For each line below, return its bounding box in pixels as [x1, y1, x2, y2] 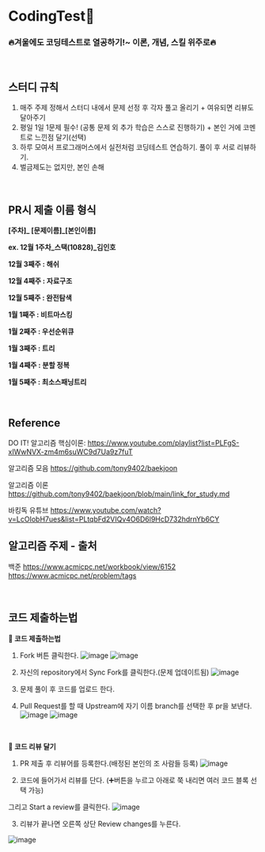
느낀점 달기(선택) [34, 132, 87, 142]
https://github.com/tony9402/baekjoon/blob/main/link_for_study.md [8, 489, 230, 499]
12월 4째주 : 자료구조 [8, 277, 73, 286]
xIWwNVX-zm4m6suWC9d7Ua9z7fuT [8, 447, 133, 457]
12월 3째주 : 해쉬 [8, 259, 59, 269]
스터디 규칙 [8, 80, 59, 94]
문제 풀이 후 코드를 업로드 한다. [19, 684, 115, 693]
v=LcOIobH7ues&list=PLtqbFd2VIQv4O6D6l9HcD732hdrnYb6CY [8, 514, 220, 524]
